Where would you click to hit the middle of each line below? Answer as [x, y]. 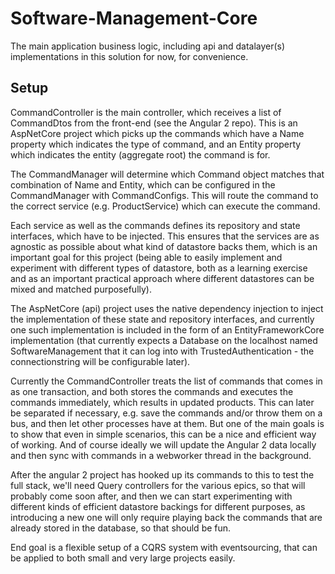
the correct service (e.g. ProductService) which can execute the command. [165, 206]
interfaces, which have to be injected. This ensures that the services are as [165, 236]
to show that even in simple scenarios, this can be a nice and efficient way [163, 434]
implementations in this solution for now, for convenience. [129, 56]
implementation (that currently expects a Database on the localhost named [164, 340]
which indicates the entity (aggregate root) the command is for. [140, 154]
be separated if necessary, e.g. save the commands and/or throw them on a [166, 413]
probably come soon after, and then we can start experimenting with [151, 496]
